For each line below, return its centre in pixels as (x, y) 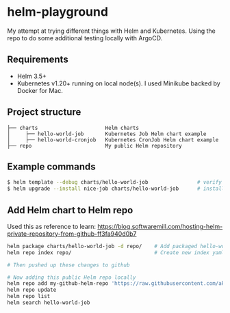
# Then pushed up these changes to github (68, 265)
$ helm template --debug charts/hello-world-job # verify (115, 182)
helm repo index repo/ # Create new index (108, 253)
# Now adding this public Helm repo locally (72, 277)
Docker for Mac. (40, 90)
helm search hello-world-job (49, 303)
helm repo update (32, 290)
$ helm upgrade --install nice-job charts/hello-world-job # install (116, 189)
